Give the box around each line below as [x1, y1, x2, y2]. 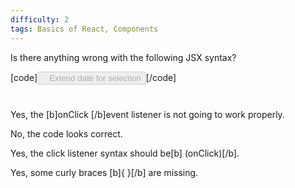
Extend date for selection [49, 72, 142, 83]
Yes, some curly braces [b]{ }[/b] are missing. [10, 166, 199, 178]
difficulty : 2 [10, 14, 70, 25]
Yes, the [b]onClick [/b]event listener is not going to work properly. [10, 108, 285, 120]
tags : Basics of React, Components [10, 24, 159, 34]
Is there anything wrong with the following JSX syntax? [10, 51, 237, 63]
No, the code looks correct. [10, 127, 123, 140]
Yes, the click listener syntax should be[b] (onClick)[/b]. [10, 147, 240, 159]
